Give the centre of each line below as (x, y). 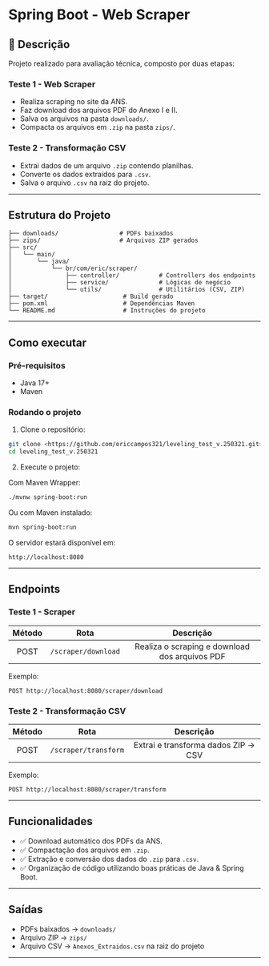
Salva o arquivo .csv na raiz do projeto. (84, 183)
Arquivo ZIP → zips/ (54, 937)
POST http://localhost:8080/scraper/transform (87, 789)
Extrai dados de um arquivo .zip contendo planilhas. (106, 165)
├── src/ (23, 248)
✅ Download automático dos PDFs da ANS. (91, 841)
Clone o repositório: (52, 429)
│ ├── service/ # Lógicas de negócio (119, 283)
